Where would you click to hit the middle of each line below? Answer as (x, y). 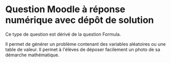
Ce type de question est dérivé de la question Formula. (63, 34)
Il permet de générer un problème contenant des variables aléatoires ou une (86, 44)
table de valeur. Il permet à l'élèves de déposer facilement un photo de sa (83, 49)
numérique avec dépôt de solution (80, 20)
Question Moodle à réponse (65, 9)
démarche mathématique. (33, 55)
